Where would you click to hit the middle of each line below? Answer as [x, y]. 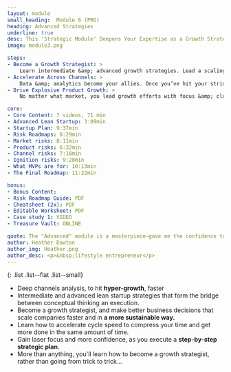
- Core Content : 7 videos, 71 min [57, 115]
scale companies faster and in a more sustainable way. [96, 318]
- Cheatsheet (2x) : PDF [41, 205]
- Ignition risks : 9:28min [46, 160]
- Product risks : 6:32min [44, 147]
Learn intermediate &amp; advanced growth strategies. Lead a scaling [123, 71]
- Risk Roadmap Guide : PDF [46, 198]
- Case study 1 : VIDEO [40, 218]
